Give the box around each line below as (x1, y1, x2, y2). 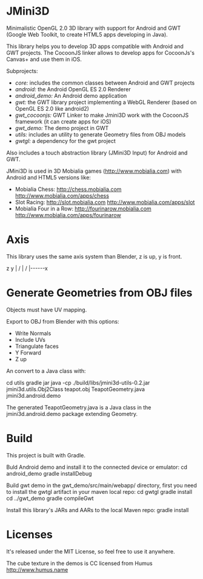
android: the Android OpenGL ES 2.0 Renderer (15, 85, 131, 92)
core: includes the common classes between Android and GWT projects (15, 79, 195, 86)
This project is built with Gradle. (6, 451, 86, 459)
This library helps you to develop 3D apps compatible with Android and (6, 43, 184, 50)
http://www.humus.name (6, 566, 68, 573)
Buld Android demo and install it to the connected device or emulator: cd (6, 463, 188, 471)
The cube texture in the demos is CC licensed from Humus (6, 560, 153, 567)
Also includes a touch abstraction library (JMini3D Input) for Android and (6, 149, 188, 156)
